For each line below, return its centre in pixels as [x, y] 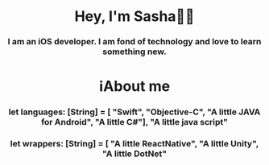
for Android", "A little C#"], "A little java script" [134, 122]
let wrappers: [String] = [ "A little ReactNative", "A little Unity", [134, 144]
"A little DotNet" [134, 154]
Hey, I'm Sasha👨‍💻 [134, 16]
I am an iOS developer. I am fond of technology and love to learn [134, 42]
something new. [134, 52]
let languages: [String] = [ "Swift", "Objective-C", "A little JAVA [134, 112]
